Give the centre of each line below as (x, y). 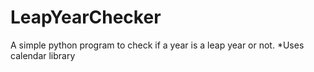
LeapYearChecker (86, 17)
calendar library (43, 55)
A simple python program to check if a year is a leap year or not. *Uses (157, 45)
